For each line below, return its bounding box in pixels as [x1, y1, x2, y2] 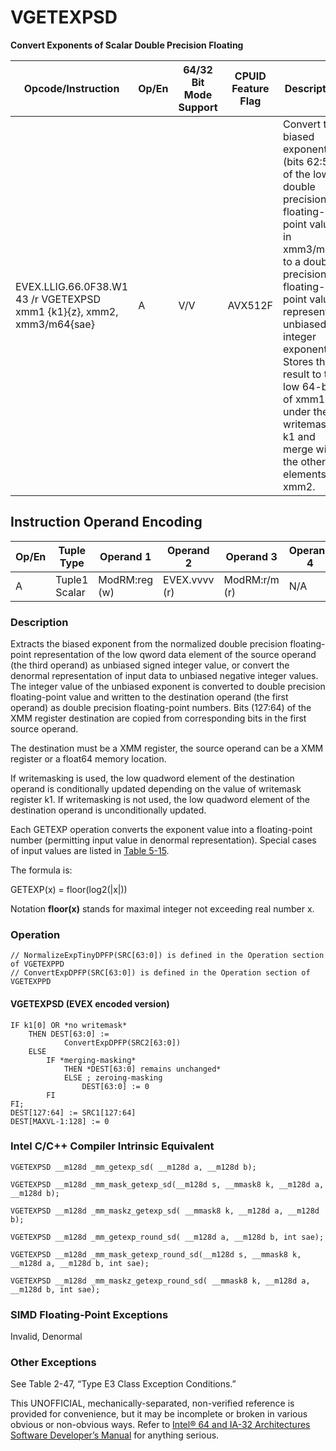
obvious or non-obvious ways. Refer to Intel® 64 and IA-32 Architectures [10, 1419, 311, 1431]
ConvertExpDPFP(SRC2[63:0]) [63, 1037, 182, 1048]
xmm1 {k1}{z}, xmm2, [15, 304, 119, 318]
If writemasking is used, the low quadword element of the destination [10, 772, 295, 785]
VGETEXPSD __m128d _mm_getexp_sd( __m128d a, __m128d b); [10, 1162, 257, 1172]
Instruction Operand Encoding [10, 514, 203, 531]
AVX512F [227, 298, 274, 312]
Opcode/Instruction [23, 81, 120, 95]
